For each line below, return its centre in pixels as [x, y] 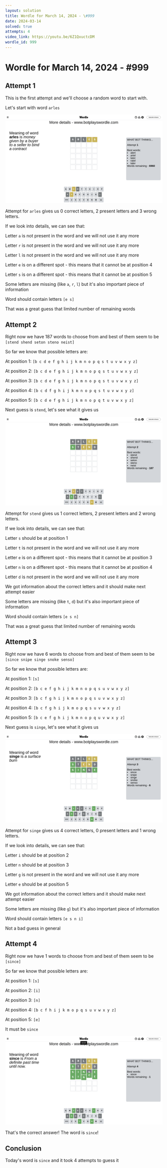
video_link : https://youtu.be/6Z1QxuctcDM [50, 37]
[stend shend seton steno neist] [40, 342]
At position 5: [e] [23, 1019]
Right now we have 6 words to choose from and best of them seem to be [80, 654]
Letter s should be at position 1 [37, 538]
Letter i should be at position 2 [37, 855]
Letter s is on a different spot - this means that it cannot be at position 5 [79, 274]
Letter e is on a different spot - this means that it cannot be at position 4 [79, 265]
